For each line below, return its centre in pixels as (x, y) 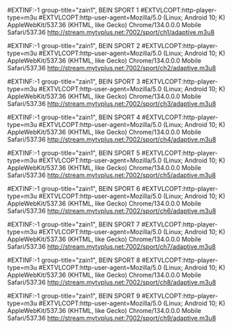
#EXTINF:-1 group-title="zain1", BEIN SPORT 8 (74, 260)
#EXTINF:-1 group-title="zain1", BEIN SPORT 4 (74, 117)
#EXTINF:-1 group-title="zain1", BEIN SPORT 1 (73, 10)
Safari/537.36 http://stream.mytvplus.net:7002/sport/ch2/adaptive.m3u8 (112, 68)
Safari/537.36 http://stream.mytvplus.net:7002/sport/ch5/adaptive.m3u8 (112, 175)
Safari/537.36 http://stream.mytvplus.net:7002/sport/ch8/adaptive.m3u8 (112, 282)
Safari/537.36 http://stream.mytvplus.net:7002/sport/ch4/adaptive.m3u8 (112, 139)
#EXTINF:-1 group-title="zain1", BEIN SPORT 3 (74, 82)
